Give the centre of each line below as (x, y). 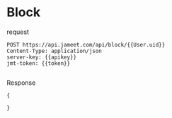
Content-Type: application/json (54, 51)
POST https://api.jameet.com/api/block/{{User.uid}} (86, 45)
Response (21, 83)
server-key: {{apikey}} (42, 57)
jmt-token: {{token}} (39, 63)
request (18, 32)
